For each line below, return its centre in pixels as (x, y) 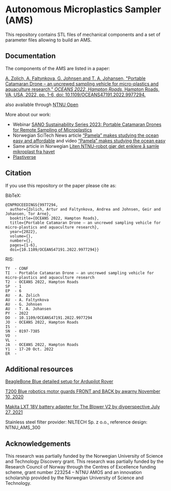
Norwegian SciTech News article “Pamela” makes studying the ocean (86, 135)
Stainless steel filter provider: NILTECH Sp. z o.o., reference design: (76, 422)
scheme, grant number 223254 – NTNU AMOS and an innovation (74, 473)
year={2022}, (24, 231)
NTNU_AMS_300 (23, 428)
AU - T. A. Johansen (28, 309)
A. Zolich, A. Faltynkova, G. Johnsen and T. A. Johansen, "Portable (76, 78)
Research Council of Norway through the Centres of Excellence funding (81, 467)
